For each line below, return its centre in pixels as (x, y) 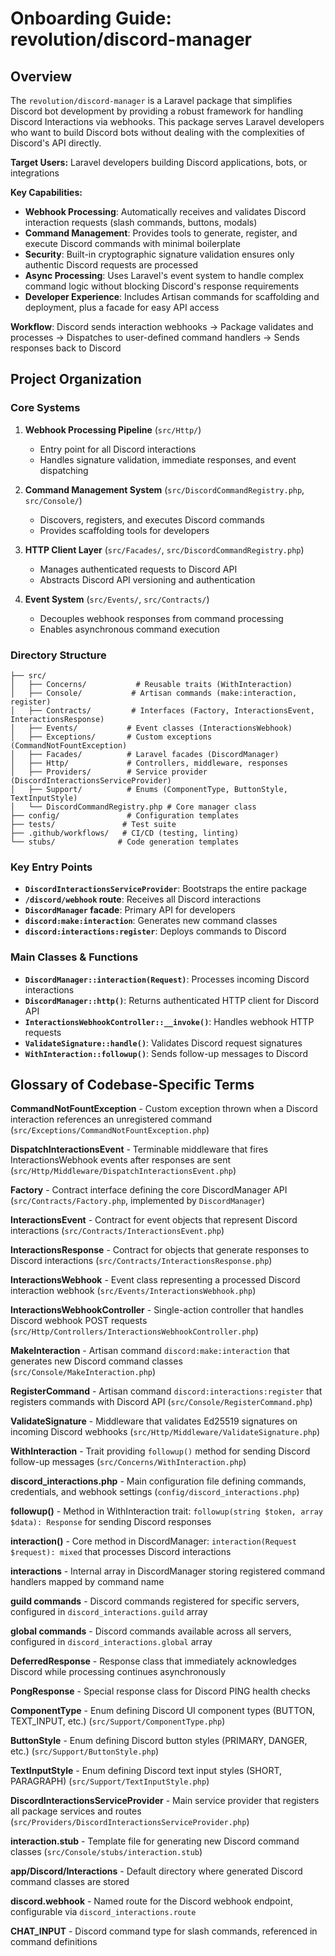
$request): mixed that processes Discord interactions (121, 1552)
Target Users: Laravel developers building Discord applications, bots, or (159, 162)
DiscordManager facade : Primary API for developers (130, 910)
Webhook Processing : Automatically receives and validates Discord (165, 211)
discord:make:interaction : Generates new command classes (151, 921)
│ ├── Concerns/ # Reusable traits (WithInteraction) (151, 684)
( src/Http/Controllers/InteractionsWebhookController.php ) (134, 1331)
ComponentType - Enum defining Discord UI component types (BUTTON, (163, 1711)
